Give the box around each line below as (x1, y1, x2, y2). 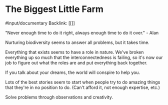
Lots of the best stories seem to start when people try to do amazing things (5, 79, 160, 85)
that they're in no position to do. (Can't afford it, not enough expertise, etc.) (5, 84, 160, 90)
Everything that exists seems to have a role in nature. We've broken (5, 49, 144, 55)
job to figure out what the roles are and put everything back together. (5, 59, 147, 65)
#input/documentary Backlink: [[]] (5, 20, 75, 26)
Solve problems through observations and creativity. (5, 94, 113, 100)
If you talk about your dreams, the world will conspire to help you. (5, 69, 140, 75)
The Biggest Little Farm (5, 3, 104, 15)
